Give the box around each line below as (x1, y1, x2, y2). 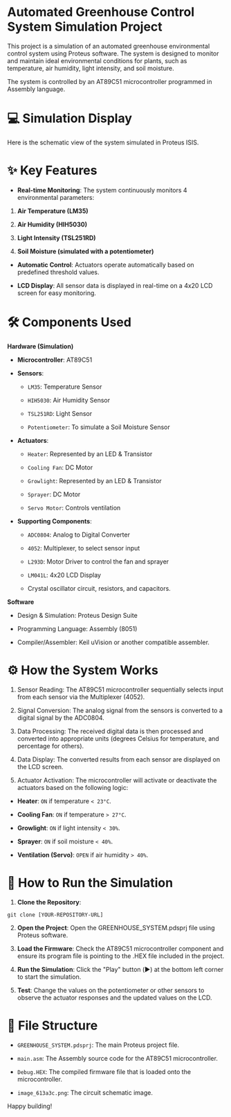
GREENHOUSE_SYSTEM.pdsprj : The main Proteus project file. (17, 1041, 180, 1049)
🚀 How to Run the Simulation (7, 875, 174, 891)
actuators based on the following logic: (17, 783, 129, 791)
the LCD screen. (17, 762, 64, 771)
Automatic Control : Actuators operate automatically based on (17, 260, 195, 269)
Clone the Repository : (17, 898, 82, 906)
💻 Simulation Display (7, 110, 133, 126)
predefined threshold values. (17, 268, 100, 276)
